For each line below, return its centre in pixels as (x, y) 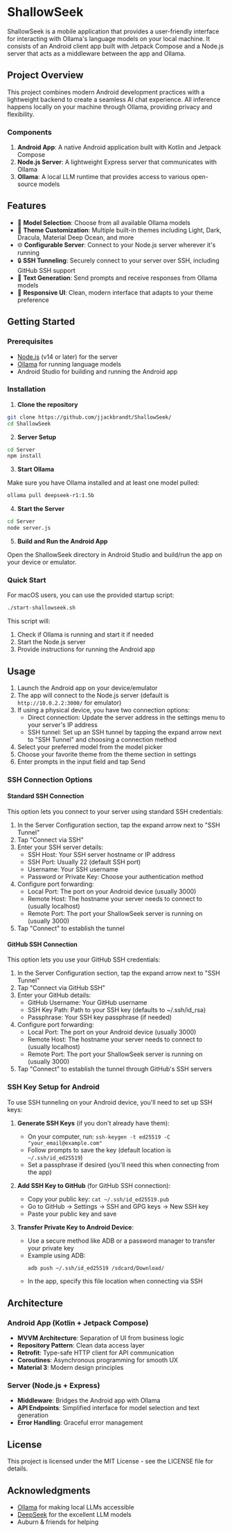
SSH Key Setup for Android (54, 1087)
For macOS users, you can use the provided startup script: (91, 595)
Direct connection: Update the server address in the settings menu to (126, 717)
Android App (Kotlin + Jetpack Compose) (78, 1323)
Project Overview (45, 75)
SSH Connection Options (50, 780)
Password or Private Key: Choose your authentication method (115, 877)
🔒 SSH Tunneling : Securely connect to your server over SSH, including (118, 260)
